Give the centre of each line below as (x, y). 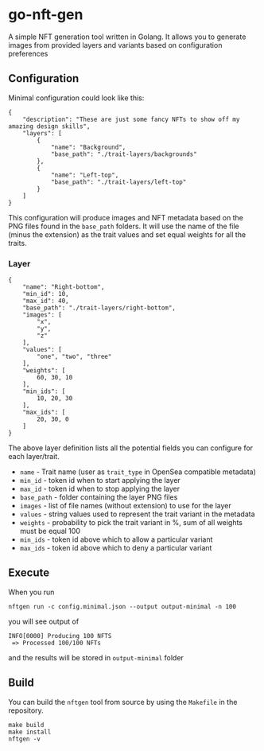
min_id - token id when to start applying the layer (100, 481)
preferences (28, 53)
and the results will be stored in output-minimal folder (96, 657)
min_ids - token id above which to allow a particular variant (116, 539)
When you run (31, 592)
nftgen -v (25, 739)
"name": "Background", (88, 147)
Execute (29, 573)
